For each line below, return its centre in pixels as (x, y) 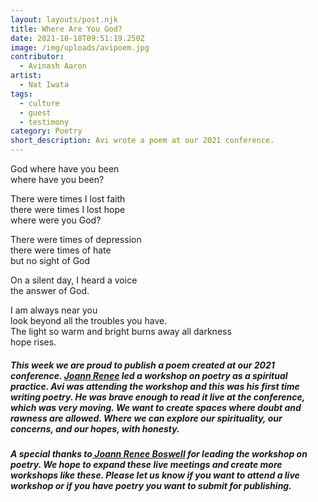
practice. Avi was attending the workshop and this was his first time (155, 386)
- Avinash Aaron (53, 66)
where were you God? (56, 220)
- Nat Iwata (44, 85)
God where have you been (65, 169)
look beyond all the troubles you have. (89, 320)
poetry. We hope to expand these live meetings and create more (146, 464)
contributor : (37, 57)
